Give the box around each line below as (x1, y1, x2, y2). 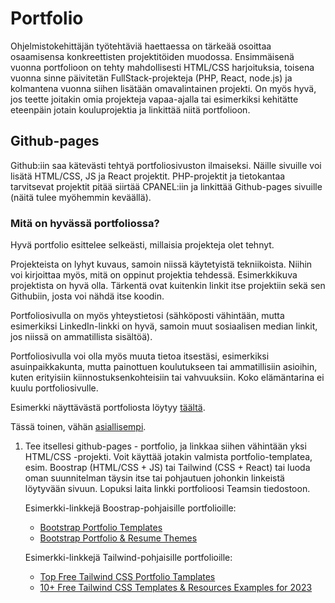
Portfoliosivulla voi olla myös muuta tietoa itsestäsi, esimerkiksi (10, 350, 270, 362)
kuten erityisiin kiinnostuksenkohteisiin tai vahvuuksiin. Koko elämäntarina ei (10, 372, 325, 384)
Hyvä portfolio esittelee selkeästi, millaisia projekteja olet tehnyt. (10, 239, 275, 251)
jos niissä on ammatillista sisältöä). (10, 331, 153, 343)
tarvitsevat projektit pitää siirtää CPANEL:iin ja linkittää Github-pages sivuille (10, 180, 323, 192)
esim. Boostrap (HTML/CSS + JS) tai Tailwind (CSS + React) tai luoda (24, 462, 311, 474)
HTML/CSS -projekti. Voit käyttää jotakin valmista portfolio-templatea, (24, 451, 313, 463)
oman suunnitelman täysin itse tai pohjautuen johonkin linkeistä (24, 472, 285, 484)
